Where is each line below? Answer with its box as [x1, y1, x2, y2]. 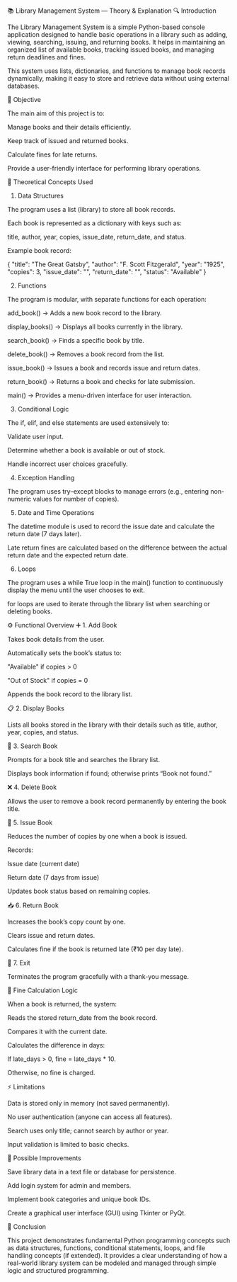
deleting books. [7, 607, 53, 616]
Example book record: [7, 246, 72, 254]
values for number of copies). [33, 495, 120, 503]
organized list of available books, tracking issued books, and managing [7, 45, 214, 54]
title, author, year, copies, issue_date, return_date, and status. [7, 233, 186, 241]
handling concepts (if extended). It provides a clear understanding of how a [7, 1252, 228, 1259]
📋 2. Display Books [7, 704, 65, 713]
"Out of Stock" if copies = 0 [7, 676, 88, 684]
